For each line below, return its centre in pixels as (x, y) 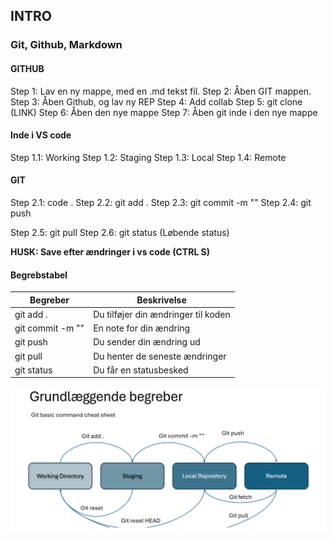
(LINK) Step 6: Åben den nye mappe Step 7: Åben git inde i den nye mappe (164, 112)
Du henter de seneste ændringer (160, 356)
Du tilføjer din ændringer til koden (162, 314)
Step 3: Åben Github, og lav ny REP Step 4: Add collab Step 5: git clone (156, 101)
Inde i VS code (41, 135)
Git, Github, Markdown (66, 45)
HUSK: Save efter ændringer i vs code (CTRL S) (110, 251)
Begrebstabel (39, 275)
